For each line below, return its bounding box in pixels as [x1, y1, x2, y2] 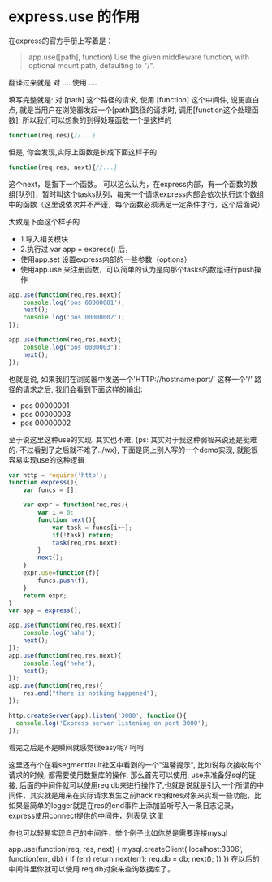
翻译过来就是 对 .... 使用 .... [8, 77, 97, 87]
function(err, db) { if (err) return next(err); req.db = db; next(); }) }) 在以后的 [8, 854, 260, 863]
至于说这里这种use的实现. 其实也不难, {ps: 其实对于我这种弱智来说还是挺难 [8, 434, 257, 444]
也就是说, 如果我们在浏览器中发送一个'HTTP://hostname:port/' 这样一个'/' [8, 374, 253, 384]
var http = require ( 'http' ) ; [8, 471, 107, 480]
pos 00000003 [19, 409, 71, 419]
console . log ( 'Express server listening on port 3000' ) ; [15, 719, 209, 728]
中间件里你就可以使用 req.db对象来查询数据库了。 [8, 863, 175, 874]
